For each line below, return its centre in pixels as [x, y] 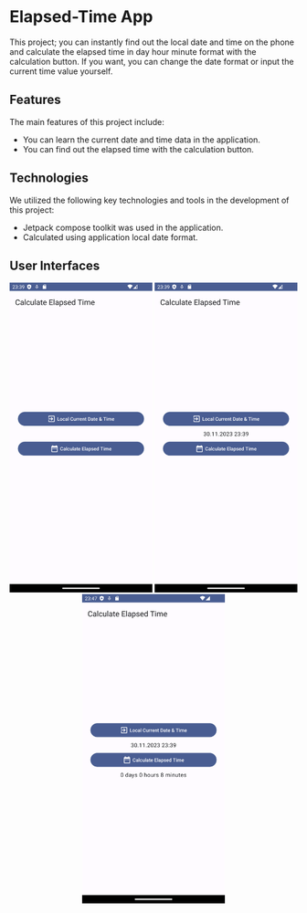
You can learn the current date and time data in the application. [141, 140]
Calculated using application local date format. [110, 237]
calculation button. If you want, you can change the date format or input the [152, 61]
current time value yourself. [61, 71]
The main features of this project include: [87, 121]
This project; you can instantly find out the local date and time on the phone [152, 42]
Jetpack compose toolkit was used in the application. [123, 227]
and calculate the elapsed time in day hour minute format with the [133, 51]
